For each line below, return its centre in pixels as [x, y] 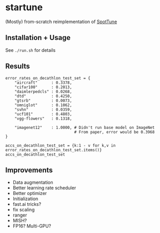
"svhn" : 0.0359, [43, 109]
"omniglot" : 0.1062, [43, 105]
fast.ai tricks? [27, 204]
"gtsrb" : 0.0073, [43, 101]
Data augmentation [33, 182]
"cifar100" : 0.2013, [43, 87]
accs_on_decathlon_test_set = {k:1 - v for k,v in [61, 145]
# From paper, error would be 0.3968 [114, 132]
